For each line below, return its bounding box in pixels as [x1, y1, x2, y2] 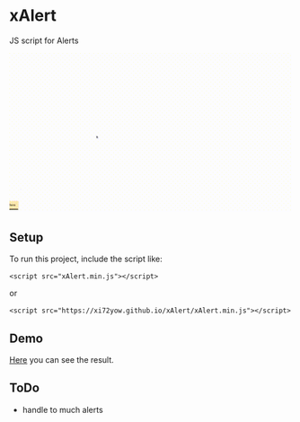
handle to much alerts [22, 404, 103, 415]
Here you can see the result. [9, 355, 114, 365]
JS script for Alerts [9, 35, 79, 46]
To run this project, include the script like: [9, 253, 163, 265]
